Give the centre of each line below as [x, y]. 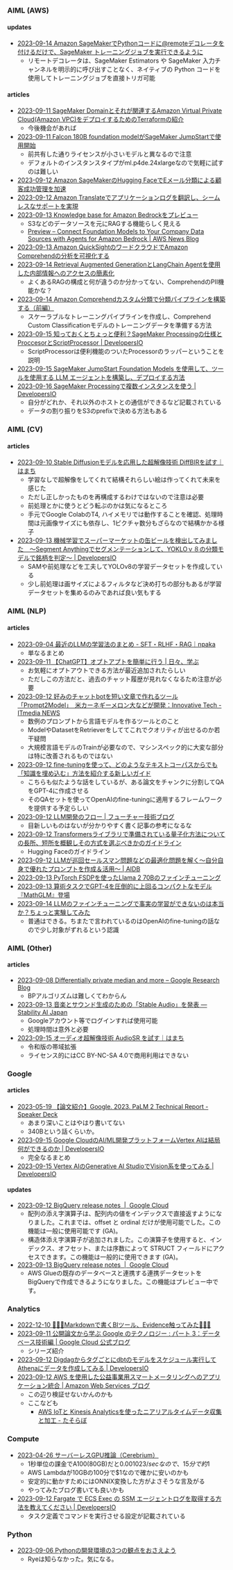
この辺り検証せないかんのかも [70, 1394]
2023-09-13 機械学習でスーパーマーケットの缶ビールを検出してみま [114, 540]
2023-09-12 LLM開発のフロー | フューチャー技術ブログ [96, 816]
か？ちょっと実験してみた [54, 912]
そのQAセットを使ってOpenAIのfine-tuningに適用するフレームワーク [125, 799]
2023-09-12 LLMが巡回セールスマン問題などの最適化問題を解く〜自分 [117, 860]
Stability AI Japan [42, 1012]
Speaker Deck [37, 1114]
